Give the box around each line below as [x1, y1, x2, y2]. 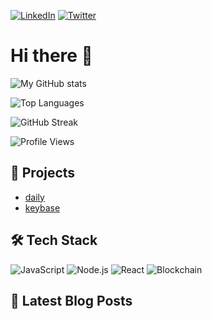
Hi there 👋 [10, 45, 93, 67]
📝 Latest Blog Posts [10, 292, 133, 309]
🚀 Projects [10, 165, 76, 182]
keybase [24, 201, 61, 214]
